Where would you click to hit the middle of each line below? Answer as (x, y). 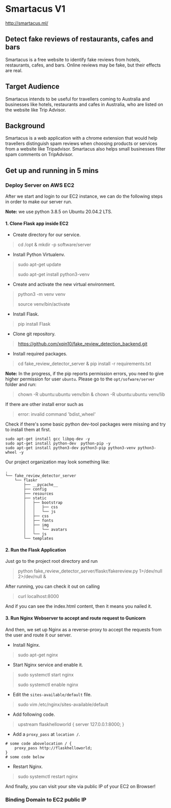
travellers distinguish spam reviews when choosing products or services (81, 143)
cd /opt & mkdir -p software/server (54, 245)
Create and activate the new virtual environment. (64, 284)
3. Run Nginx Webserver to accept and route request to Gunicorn (76, 618)
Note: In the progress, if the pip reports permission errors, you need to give (85, 374)
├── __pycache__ (41, 485)
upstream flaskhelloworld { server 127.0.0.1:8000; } (71, 724)
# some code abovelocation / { (39, 743)
